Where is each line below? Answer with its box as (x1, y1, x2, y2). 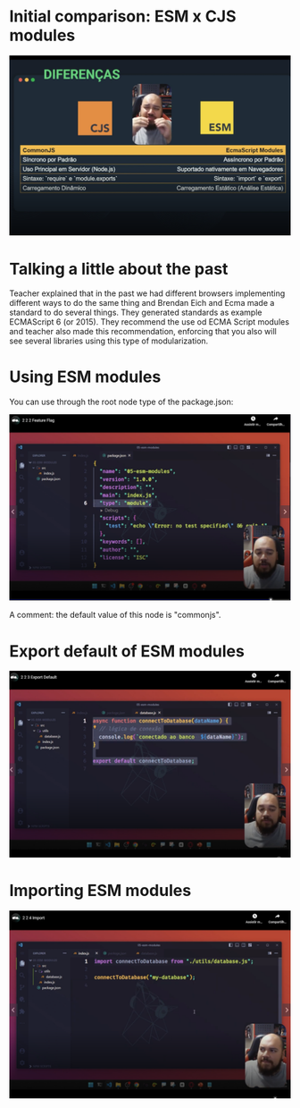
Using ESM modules (9, 367, 162, 387)
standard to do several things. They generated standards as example (9, 307, 262, 318)
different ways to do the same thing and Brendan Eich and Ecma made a (9, 298, 275, 309)
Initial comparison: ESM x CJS (9, 6, 237, 27)
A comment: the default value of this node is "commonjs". (9, 610, 221, 621)
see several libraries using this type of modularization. (9, 335, 209, 346)
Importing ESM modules (9, 881, 192, 901)
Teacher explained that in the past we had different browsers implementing (9, 288, 286, 299)
